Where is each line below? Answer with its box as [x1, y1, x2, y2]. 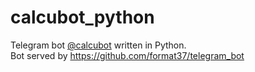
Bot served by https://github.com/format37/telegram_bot [10, 49, 245, 61]
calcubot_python [10, 6, 155, 29]
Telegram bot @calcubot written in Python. [10, 39, 187, 51]
